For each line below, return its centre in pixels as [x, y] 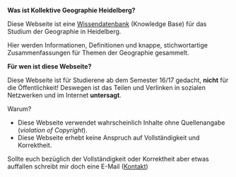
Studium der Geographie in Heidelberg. [64, 32]
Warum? [19, 109]
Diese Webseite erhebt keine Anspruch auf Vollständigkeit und [108, 138]
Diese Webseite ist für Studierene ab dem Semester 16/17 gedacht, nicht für [118, 80]
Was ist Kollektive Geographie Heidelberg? [71, 10]
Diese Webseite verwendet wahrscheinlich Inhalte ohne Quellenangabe [121, 122]
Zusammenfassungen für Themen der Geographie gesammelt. [98, 53]
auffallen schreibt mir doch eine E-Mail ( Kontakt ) [78, 166]
